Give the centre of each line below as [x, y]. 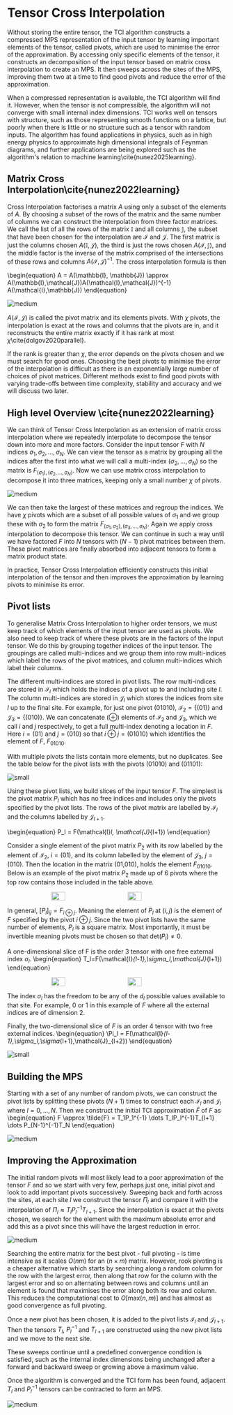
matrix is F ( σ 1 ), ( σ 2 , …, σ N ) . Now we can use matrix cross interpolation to [107, 471]
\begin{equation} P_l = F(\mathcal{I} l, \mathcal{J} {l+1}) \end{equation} [109, 832]
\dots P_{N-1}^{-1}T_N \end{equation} [61, 1125]
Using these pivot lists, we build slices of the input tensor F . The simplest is [115, 791]
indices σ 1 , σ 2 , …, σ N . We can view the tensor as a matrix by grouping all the [115, 453]
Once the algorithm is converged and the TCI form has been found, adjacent [116, 1381]
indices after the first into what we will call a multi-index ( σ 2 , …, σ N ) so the [112, 462]
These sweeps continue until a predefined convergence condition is [105, 1352]
